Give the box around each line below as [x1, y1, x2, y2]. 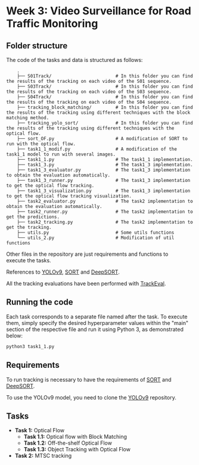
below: [6, 332, 23, 339]
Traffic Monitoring [6, 17, 98, 30]
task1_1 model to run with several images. [6, 151, 116, 157]
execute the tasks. [6, 257, 52, 263]
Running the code [6, 297, 73, 308]
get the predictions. [6, 214, 60, 220]
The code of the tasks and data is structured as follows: [6, 57, 143, 63]
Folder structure [6, 41, 68, 51]
